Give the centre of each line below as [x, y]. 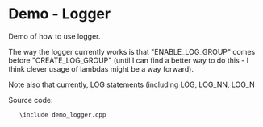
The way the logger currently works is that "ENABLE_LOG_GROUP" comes [132, 51]
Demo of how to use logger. [54, 36]
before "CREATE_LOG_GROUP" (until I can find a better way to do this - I [128, 60]
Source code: [31, 100]
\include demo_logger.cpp [63, 115]
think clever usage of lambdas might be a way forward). [101, 68]
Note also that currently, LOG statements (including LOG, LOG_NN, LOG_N [132, 84]
